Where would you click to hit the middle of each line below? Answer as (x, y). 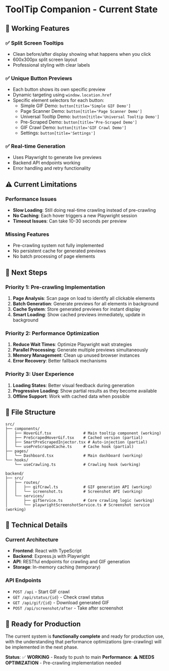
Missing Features (27, 234)
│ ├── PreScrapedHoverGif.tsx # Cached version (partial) (74, 438)
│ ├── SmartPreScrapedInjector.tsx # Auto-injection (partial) (76, 442)
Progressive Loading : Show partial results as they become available (85, 391)
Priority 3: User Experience (40, 374)
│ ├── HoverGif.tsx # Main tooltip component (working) (83, 433)
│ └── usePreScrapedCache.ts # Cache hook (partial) (70, 446)
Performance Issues (31, 199)
